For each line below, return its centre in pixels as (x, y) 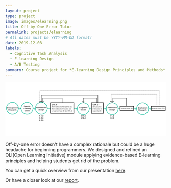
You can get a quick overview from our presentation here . (66, 171)
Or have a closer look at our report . (42, 180)
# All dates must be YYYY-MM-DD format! (49, 38)
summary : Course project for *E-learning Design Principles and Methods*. (87, 70)
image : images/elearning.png (36, 21)
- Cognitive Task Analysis (39, 53)
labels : (14, 48)
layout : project (22, 11)
